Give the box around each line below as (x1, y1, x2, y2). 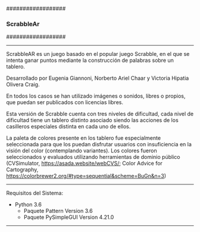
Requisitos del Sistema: (6, 190, 64, 197)
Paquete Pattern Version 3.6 (23, 208, 93, 215)
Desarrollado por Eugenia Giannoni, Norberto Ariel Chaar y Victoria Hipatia (6, 74, 189, 82)
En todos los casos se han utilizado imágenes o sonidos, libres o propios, (6, 92, 186, 100)
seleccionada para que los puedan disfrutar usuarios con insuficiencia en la (6, 141, 192, 148)
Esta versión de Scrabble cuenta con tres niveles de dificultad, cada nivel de (6, 110, 194, 118)
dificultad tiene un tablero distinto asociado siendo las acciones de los (6, 117, 179, 124)
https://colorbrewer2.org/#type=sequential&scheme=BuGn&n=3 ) (6, 173, 167, 180)
